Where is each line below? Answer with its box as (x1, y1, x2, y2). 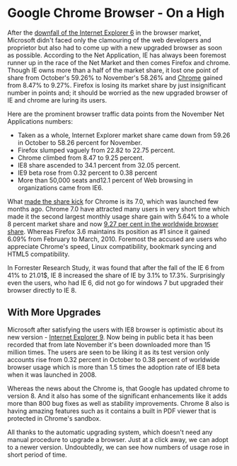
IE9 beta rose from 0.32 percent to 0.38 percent (17, 168, 158, 177)
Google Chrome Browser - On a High (7, 5, 225, 21)
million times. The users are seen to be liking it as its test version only (7, 348, 210, 356)
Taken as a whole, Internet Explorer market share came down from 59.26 (17, 131, 231, 139)
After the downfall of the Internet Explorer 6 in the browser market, (7, 28, 202, 37)
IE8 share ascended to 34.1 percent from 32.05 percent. (17, 161, 180, 169)
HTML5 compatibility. (7, 250, 70, 258)
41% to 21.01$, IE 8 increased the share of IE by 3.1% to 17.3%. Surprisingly (7, 271, 225, 279)
